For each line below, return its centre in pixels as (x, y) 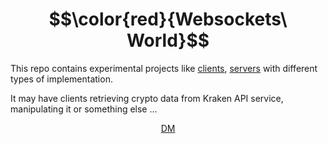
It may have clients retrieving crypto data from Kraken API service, (147, 98)
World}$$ (168, 40)
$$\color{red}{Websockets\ (168, 19)
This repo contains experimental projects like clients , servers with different (164, 68)
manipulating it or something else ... (84, 109)
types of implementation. (61, 79)
